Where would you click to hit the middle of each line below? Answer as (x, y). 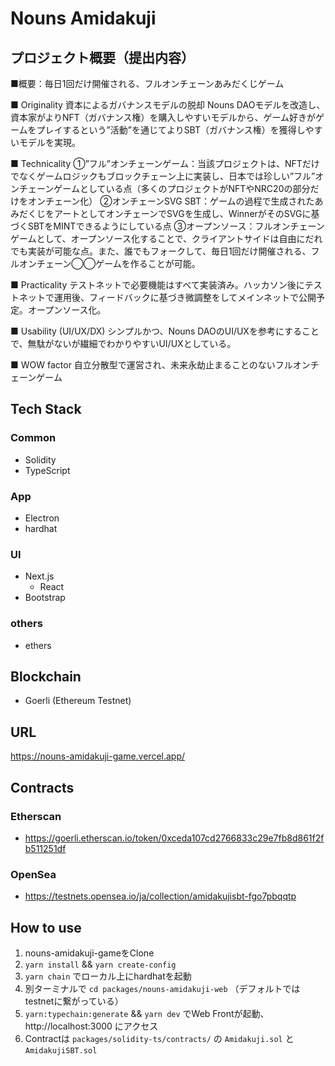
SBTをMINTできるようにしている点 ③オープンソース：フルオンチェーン (176, 226)
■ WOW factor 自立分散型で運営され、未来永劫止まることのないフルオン (160, 365)
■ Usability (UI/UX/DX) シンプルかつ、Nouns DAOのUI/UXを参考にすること (165, 331)
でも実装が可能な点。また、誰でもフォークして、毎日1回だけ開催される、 (161, 251)
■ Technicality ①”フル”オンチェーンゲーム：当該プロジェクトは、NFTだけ (165, 163)
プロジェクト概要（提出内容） (102, 57)
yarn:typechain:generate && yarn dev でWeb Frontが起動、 (147, 1013)
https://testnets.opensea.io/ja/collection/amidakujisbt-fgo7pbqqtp (160, 896)
